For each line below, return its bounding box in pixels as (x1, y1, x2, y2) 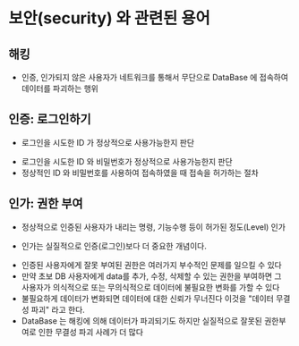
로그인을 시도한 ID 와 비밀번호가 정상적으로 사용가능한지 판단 (21, 156, 234, 166)
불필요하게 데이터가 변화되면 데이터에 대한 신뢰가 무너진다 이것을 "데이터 (21, 292, 274, 304)
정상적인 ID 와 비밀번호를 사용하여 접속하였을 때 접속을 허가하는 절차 (21, 167, 259, 178)
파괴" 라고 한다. (30, 304, 86, 315)
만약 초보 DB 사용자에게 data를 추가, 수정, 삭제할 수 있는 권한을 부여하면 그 (21, 270, 282, 282)
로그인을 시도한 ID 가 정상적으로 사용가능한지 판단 (21, 137, 194, 148)
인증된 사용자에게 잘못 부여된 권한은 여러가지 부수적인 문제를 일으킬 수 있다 (21, 259, 283, 270)
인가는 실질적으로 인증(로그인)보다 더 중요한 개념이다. (21, 241, 207, 251)
